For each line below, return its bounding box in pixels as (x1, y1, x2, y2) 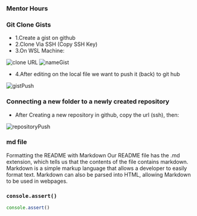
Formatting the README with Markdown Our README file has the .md (6, 151, 180, 159)
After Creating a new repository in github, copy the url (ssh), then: (15, 111, 179, 119)
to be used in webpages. (6, 177, 68, 185)
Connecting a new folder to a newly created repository (6, 97, 170, 106)
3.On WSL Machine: (15, 47, 65, 54)
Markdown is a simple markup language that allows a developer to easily (6, 165, 187, 172)
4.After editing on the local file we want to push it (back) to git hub (15, 71, 180, 78)
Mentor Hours (6, 4, 48, 13)
